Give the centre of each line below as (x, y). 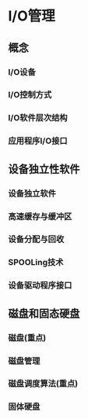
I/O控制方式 (30, 95)
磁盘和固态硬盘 (44, 313)
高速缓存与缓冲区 (40, 216)
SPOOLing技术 (36, 263)
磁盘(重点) (27, 337)
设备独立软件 (32, 193)
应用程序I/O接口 (38, 141)
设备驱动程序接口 (40, 285)
